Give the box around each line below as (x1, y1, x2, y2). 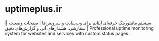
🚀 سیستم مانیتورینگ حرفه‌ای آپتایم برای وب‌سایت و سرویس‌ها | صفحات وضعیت (5, 20, 152, 26)
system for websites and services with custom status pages (5, 30, 129, 36)
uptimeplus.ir (5, 3, 62, 15)
